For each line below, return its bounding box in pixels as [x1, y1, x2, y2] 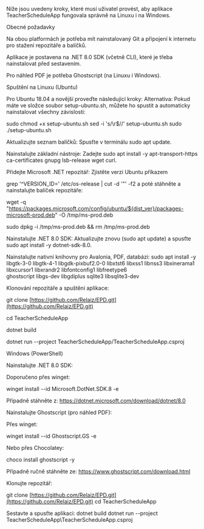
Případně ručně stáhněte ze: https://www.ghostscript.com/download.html [6, 468, 191, 475]
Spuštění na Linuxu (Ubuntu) [6, 83, 78, 91]
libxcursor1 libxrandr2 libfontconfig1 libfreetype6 [6, 266, 127, 273]
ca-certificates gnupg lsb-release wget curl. [6, 156, 117, 164]
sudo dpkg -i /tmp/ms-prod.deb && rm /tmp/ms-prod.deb [6, 223, 151, 230]
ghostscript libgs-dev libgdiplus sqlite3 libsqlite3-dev [6, 273, 140, 279]
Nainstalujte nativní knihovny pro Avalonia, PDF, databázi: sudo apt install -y [6, 253, 196, 261]
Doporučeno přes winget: [6, 374, 70, 380]
